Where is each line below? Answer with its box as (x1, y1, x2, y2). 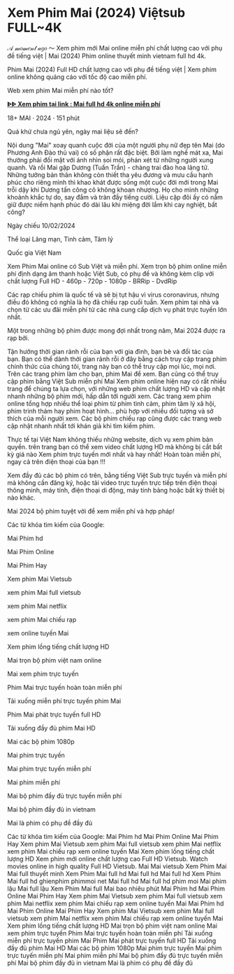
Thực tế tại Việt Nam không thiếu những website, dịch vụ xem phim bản (7, 435, 213, 444)
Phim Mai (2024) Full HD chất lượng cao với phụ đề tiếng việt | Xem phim (7, 65, 217, 73)
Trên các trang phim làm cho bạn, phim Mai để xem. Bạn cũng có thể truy (7, 369, 219, 378)
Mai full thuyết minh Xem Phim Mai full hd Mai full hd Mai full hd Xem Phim (7, 869, 221, 877)
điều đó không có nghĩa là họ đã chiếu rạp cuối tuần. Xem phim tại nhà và (7, 297, 219, 306)
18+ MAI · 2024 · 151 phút (7, 113, 80, 122)
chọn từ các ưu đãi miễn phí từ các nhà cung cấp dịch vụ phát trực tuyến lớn (7, 305, 227, 313)
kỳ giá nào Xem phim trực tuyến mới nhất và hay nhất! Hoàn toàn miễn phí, (7, 450, 222, 458)
